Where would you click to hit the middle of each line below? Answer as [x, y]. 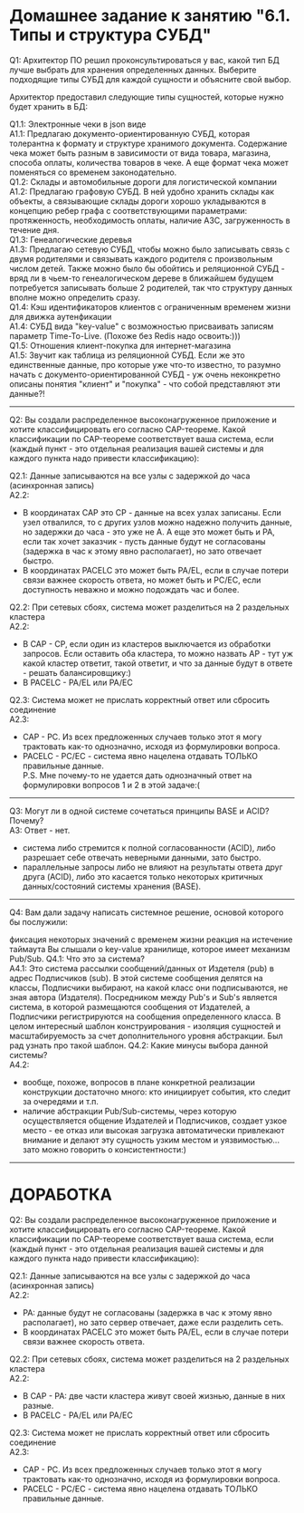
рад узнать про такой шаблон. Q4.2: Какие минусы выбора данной [139, 1045]
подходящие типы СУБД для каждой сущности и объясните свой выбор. [150, 79]
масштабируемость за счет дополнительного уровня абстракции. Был [146, 1036]
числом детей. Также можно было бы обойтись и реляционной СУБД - [147, 268]
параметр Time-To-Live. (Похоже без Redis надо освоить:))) [125, 335]
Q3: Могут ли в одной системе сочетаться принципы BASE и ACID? [139, 811]
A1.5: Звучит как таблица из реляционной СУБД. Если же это [128, 355]
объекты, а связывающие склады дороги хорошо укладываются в [138, 201]
